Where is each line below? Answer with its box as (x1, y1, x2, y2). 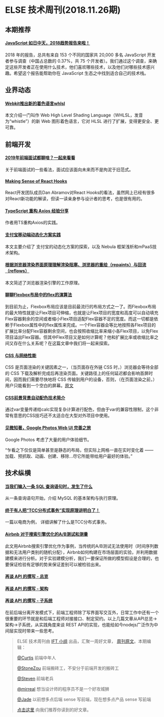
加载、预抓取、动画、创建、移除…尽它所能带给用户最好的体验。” (5, 453, 133, 459)
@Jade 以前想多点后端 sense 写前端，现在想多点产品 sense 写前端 (17, 696, 151, 702)
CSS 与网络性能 (5, 352, 37, 358)
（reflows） (5, 268, 30, 274)
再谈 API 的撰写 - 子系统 (5, 598, 53, 603)
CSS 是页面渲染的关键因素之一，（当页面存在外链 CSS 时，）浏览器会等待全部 (5, 364, 159, 370)
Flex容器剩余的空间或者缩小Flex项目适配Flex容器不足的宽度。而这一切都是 (5, 316, 154, 322)
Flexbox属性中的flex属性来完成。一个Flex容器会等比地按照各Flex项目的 (13, 322, 156, 328)
